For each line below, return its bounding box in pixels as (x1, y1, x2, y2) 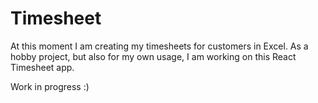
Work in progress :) (10, 80, 90, 92)
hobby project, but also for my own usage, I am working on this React (10, 50, 297, 62)
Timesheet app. (10, 61, 75, 73)
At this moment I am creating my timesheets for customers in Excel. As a (10, 40, 309, 52)
